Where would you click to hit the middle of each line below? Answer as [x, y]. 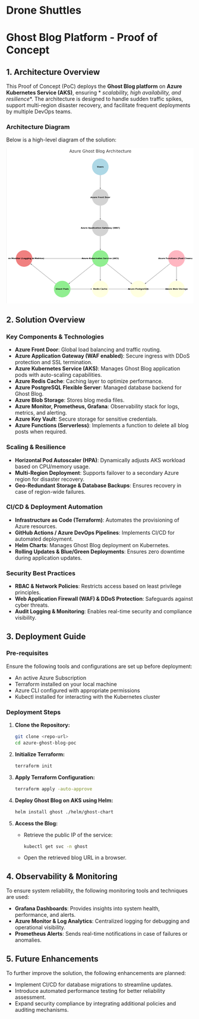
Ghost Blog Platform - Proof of [82, 38]
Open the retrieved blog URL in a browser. [75, 858]
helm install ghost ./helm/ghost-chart [64, 812]
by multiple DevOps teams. [39, 112]
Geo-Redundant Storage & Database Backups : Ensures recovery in [98, 485]
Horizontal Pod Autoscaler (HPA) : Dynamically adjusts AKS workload [100, 460]
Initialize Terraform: [40, 754]
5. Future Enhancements [52, 959]
